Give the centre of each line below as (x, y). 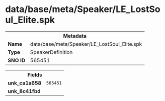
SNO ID (17, 60)
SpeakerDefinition (51, 52)
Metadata (75, 36)
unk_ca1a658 (25, 83)
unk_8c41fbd (24, 91)
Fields (35, 75)
